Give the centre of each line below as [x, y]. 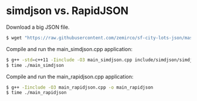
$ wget [14, 38]
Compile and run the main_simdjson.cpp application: [69, 49]
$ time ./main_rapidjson [36, 93]
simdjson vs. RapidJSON [67, 11]
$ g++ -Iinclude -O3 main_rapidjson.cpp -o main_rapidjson [80, 87]
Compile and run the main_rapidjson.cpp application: [70, 76]
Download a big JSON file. [38, 27]
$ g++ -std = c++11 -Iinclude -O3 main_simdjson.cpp [69, 60]
